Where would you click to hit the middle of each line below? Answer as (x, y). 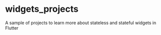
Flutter (12, 28)
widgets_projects (42, 9)
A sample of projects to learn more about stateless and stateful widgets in (81, 23)
